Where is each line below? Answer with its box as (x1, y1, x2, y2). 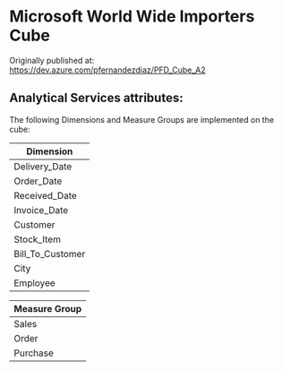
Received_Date (13, 189, 78, 202)
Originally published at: (9, 55, 95, 65)
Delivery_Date (13, 160, 73, 172)
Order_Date (13, 175, 63, 187)
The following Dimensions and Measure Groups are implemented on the (9, 114, 275, 125)
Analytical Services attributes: (9, 91, 184, 106)
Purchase (13, 347, 54, 359)
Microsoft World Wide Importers (9, 6, 255, 27)
